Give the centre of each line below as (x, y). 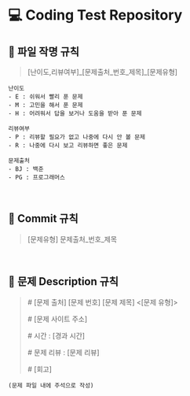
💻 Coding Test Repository (95, 15)
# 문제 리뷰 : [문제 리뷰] (63, 352)
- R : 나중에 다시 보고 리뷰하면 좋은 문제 (68, 146)
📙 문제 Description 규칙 (64, 281)
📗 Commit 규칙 (43, 218)
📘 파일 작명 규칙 (44, 52)
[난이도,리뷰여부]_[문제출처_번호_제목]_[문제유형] (102, 72)
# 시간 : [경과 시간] (56, 335)
